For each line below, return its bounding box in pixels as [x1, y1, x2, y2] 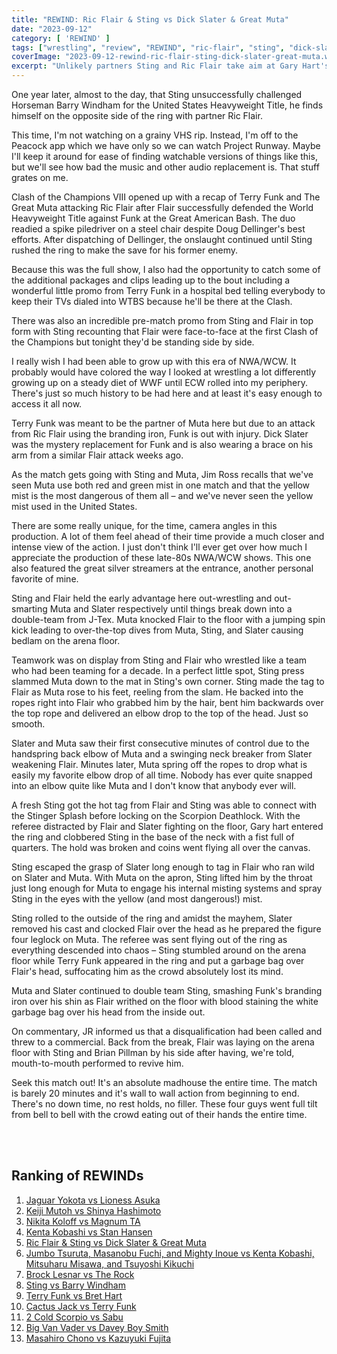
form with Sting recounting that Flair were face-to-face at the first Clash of [11, 326, 319, 337]
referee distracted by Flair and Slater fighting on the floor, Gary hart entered [11, 821, 324, 832]
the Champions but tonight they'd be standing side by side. [11, 336, 255, 348]
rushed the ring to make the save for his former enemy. [11, 244, 239, 256]
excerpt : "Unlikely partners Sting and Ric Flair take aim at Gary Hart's [11, 61, 330, 71]
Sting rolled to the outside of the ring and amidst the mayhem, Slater [11, 912, 293, 924]
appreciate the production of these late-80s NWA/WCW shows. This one [11, 552, 312, 563]
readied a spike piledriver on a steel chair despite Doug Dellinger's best [11, 223, 306, 235]
